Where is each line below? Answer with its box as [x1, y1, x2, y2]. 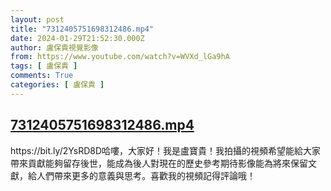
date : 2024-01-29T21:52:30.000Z [10, 33, 145, 43]
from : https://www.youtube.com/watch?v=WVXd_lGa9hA [10, 52, 230, 62]
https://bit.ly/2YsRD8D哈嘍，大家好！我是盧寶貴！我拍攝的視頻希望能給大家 [10, 144, 322, 156]
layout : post [10, 14, 65, 25]
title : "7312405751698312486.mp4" [10, 24, 155, 34]
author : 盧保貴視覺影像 [10, 42, 99, 53]
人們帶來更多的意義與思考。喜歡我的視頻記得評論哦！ [36, 169, 256, 181]
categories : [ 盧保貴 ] [10, 80, 105, 90]
